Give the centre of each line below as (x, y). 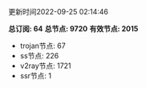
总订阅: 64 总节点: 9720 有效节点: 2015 (73, 29)
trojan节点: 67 (43, 46)
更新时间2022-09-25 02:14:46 (59, 12)
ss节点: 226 (39, 56)
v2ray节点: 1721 (45, 66)
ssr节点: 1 (36, 76)
